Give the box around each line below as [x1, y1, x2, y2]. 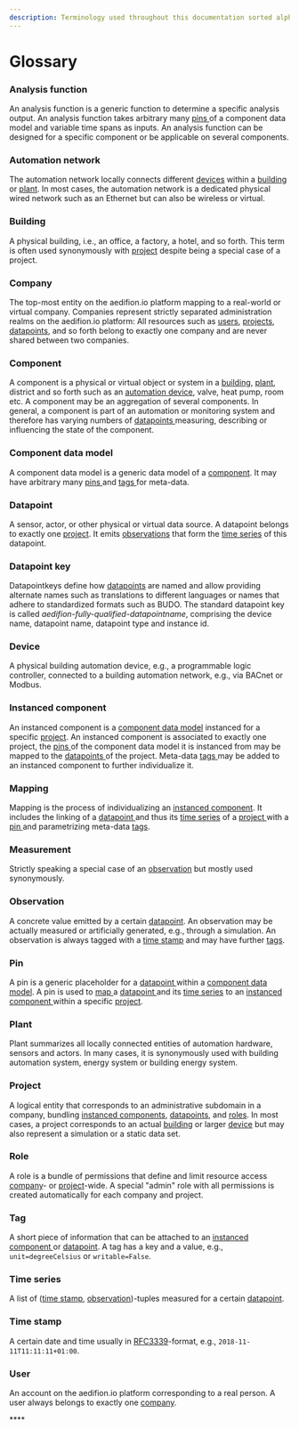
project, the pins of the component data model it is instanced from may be [9, 741, 281, 751]
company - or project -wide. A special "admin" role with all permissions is [9, 1180, 275, 1190]
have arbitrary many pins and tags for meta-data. [9, 476, 190, 487]
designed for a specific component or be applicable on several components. [9, 132, 289, 142]
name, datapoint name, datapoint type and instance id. [9, 618, 210, 629]
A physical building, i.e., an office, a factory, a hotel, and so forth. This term [9, 235, 285, 246]
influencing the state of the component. [9, 425, 154, 435]
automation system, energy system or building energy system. [9, 1057, 238, 1068]
